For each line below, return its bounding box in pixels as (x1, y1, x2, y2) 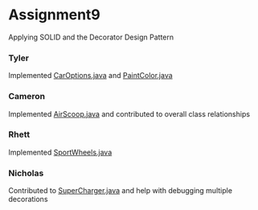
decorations (8, 195, 48, 204)
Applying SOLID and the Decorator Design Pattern (8, 32, 174, 42)
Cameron (8, 91, 46, 102)
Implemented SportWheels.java (8, 147, 113, 157)
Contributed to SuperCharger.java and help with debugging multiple (8, 186, 233, 196)
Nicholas (8, 167, 44, 179)
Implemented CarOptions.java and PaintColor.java (8, 71, 173, 80)
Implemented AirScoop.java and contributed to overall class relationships (8, 109, 251, 118)
